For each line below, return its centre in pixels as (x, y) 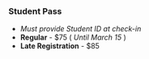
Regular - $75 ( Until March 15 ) (73, 37)
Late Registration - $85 (60, 46)
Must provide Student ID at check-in (81, 29)
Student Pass (35, 11)
